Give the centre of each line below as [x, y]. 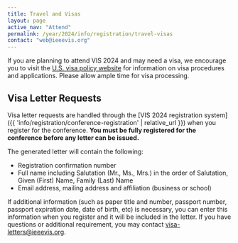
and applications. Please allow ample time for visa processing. [98, 76]
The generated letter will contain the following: [75, 151]
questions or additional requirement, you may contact [86, 224]
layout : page [27, 21]
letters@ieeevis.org [36, 232]
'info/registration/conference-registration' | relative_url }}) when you [117, 122]
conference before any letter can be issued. [74, 137]
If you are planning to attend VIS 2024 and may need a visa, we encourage [117, 60]
